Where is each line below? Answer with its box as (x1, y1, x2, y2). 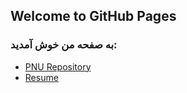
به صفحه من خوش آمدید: (10, 38, 118, 52)
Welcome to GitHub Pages (10, 8, 177, 25)
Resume (24, 71, 59, 83)
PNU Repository (24, 60, 92, 73)
